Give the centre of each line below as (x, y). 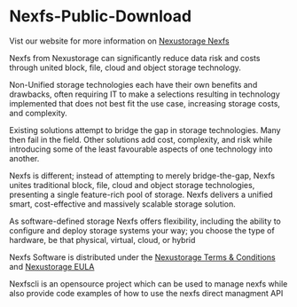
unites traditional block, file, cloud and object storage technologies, (132, 185)
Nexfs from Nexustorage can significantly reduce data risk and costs (135, 58)
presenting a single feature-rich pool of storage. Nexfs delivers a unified (141, 194)
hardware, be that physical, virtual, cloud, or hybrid (102, 240)
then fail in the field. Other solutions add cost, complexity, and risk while (141, 139)
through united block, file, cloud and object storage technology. (125, 67)
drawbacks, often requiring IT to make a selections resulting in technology (145, 94)
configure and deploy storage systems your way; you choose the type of (142, 230)
